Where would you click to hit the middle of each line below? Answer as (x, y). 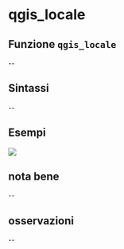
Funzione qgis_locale (62, 44)
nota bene (34, 177)
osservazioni (41, 221)
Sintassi (29, 88)
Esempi (27, 133)
